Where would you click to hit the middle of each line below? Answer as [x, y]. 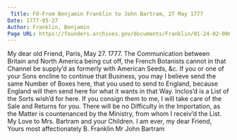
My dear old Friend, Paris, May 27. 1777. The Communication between [109, 54]
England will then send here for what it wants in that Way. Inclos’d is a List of [118, 91]
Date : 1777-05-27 [33, 21]
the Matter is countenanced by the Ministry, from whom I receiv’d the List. [115, 114]
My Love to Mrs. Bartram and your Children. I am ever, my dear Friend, [110, 122]
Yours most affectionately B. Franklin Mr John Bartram [86, 129]
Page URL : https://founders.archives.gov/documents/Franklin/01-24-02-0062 [121, 34]
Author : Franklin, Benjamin [49, 27]
